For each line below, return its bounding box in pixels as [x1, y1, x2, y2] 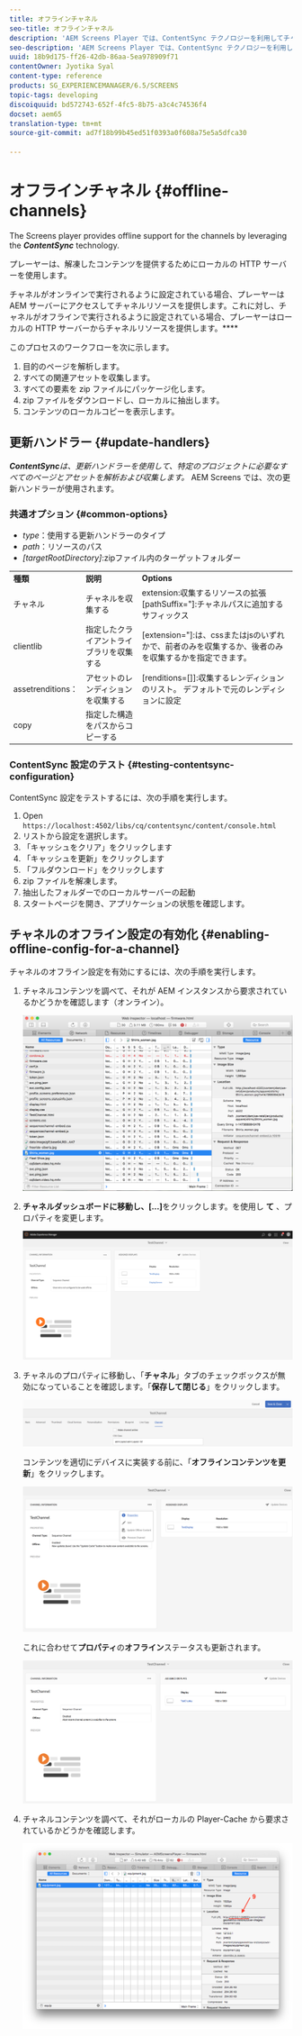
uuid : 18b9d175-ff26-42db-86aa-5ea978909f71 [9, 52, 179, 62]
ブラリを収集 [84, 647, 133, 658]
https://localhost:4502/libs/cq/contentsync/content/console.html [22, 821, 277, 831]
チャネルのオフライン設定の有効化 [9, 926, 199, 941]
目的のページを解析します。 [22, 360, 125, 371]
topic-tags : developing [9, 90, 99, 99]
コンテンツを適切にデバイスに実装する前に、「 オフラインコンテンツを [22, 1457, 279, 1468]
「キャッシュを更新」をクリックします [22, 852, 164, 864]
